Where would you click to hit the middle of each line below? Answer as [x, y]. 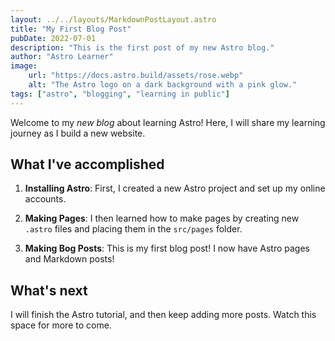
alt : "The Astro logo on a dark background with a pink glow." [163, 85]
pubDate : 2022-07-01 [53, 38]
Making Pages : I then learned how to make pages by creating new [162, 218]
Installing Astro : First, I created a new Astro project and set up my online [175, 188]
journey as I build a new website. [78, 133]
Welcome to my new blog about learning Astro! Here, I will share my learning [168, 122]
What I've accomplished [87, 164]
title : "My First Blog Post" [71, 29]
